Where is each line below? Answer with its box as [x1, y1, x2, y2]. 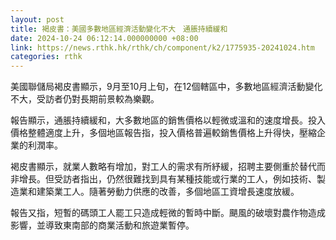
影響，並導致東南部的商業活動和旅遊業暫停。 [10, 219, 195, 231]
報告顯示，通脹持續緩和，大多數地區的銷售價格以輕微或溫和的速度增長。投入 [10, 114, 326, 126]
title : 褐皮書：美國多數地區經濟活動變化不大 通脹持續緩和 [10, 24, 228, 34]
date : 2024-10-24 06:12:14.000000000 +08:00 [10, 33, 199, 43]
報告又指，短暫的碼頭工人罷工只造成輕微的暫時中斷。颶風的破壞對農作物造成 [10, 207, 326, 219]
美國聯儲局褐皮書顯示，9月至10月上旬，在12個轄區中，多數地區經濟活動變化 [10, 81, 323, 93]
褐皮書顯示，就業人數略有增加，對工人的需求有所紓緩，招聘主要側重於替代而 [10, 161, 326, 173]
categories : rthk [10, 52, 83, 62]
